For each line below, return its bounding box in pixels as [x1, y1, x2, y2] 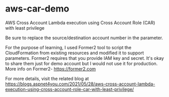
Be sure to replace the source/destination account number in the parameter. [5, 35, 163, 41]
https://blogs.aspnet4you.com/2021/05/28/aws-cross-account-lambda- [5, 81, 155, 87]
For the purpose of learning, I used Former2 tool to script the [5, 44, 132, 50]
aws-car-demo [5, 3, 70, 15]
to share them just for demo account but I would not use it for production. [5, 60, 158, 66]
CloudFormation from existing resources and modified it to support [5, 50, 144, 56]
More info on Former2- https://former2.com [5, 66, 96, 72]
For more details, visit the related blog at [5, 75, 89, 81]
